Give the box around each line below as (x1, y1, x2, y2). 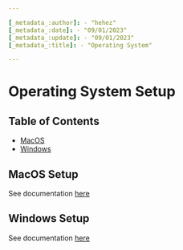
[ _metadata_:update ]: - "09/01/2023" (8, 34, 135, 42)
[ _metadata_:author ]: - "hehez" (8, 18, 116, 26)
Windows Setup (8, 212, 90, 225)
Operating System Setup (8, 83, 176, 101)
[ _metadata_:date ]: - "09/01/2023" (8, 26, 128, 34)
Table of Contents (8, 114, 100, 128)
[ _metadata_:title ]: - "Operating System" (8, 41, 152, 49)
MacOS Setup (8, 167, 79, 181)
